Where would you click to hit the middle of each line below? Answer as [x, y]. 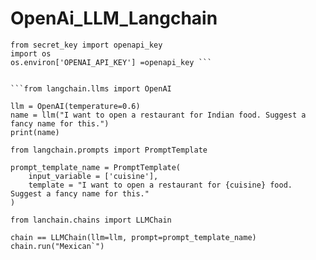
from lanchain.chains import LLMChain [91, 220]
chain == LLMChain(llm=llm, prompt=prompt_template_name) [133, 237]
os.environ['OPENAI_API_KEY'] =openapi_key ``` [111, 62]
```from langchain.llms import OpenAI [91, 88]
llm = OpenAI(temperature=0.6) [75, 106]
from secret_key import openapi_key [86, 45]
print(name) [35, 132]
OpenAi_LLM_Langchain [114, 18]
